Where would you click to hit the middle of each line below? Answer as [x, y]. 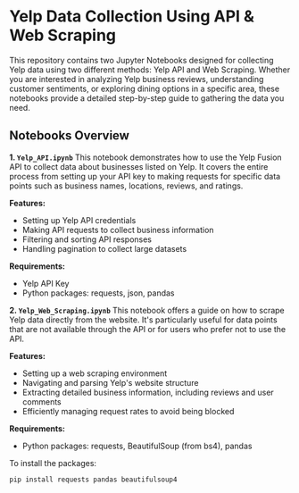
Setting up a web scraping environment [95, 373]
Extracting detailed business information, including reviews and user [148, 392]
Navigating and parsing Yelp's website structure [110, 382]
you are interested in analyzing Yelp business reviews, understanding [137, 79]
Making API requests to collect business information [118, 230]
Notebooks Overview [69, 136]
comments [42, 401]
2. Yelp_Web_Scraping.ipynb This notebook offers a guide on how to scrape [147, 310]
